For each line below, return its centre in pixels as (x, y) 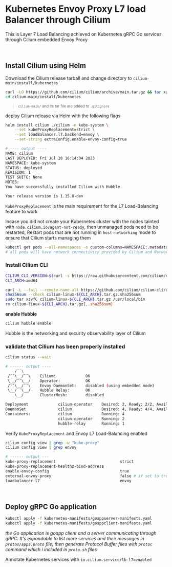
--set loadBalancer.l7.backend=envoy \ (57, 135)
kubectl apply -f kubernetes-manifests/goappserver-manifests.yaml (79, 519)
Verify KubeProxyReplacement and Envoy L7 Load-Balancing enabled (76, 433)
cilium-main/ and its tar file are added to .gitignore (64, 106)
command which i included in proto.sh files (51, 550)
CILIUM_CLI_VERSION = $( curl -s (38, 276)
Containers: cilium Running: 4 (65, 414)
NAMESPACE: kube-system (31, 163)
